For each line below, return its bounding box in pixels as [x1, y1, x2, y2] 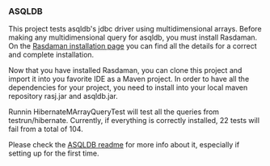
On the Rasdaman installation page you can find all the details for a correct [8, 41, 257, 51]
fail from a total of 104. [8, 124, 83, 134]
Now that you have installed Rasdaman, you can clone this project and [8, 66, 243, 75]
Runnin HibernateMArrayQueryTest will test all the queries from [8, 107, 220, 117]
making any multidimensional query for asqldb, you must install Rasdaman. [8, 32, 258, 42]
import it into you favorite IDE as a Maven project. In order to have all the [8, 74, 250, 84]
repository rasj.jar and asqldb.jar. [8, 92, 119, 101]
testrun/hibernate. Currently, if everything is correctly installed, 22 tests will [8, 116, 260, 126]
